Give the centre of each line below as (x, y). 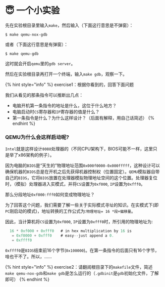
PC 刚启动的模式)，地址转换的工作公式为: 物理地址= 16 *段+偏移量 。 (70, 211)
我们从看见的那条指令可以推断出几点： (44, 95)
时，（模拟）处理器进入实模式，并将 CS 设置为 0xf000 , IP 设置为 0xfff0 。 (75, 184)
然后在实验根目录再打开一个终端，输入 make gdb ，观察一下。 (66, 74)
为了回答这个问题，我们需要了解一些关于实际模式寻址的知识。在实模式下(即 (82, 205)
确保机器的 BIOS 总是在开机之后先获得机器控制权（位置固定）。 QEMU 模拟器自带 (82, 172)
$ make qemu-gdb (22, 54)
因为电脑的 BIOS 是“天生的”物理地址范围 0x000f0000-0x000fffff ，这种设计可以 (82, 165)
